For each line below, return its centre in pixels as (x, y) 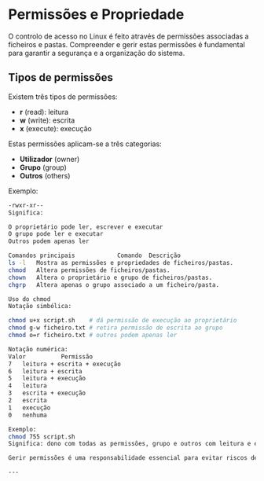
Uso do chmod (29, 299)
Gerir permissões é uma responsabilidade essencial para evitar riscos (128, 458)
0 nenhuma (27, 415)
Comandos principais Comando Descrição (94, 256)
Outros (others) (45, 175)
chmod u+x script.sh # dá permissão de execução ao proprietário (123, 321)
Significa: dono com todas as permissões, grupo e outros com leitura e (130, 444)
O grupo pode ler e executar (56, 234)
